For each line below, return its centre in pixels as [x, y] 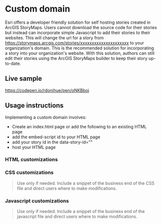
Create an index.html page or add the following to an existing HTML [79, 126]
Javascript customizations [37, 201]
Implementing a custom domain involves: [46, 117]
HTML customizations [31, 160]
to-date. [13, 63]
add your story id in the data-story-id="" [52, 142]
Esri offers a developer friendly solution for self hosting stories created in [78, 22]
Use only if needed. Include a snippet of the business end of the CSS [86, 183]
